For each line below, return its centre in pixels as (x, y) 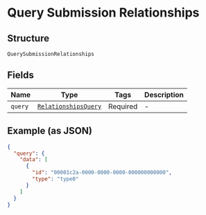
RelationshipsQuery (69, 106)
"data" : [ (34, 160)
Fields (21, 75)
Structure (28, 38)
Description (164, 95)
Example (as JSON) (50, 131)
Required (123, 106)
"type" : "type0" (55, 179)
